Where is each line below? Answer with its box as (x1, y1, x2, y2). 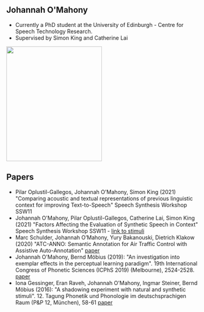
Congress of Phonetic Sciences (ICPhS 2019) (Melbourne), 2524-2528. (15, 266, 195, 273)
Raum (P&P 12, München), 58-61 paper (15, 299, 113, 306)
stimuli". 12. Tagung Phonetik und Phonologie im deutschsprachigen (15, 292, 186, 299)
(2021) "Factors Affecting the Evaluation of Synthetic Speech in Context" (15, 220, 199, 228)
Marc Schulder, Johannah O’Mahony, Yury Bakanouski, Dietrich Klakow (15, 234, 195, 241)
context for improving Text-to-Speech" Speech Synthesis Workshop (15, 201, 188, 209)
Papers (6, 172, 34, 182)
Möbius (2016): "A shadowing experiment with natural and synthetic (15, 286, 186, 293)
